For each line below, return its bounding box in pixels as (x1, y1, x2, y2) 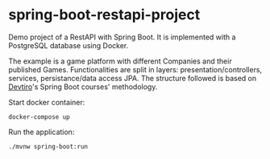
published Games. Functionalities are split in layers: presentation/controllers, (8, 64, 263, 74)
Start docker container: (8, 97, 85, 107)
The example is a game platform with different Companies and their (8, 56, 232, 66)
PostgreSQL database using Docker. (8, 40, 129, 50)
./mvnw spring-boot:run (8, 142, 89, 150)
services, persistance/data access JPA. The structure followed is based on (8, 73, 257, 83)
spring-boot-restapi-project (8, 6, 201, 24)
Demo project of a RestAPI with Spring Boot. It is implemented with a (8, 32, 236, 42)
